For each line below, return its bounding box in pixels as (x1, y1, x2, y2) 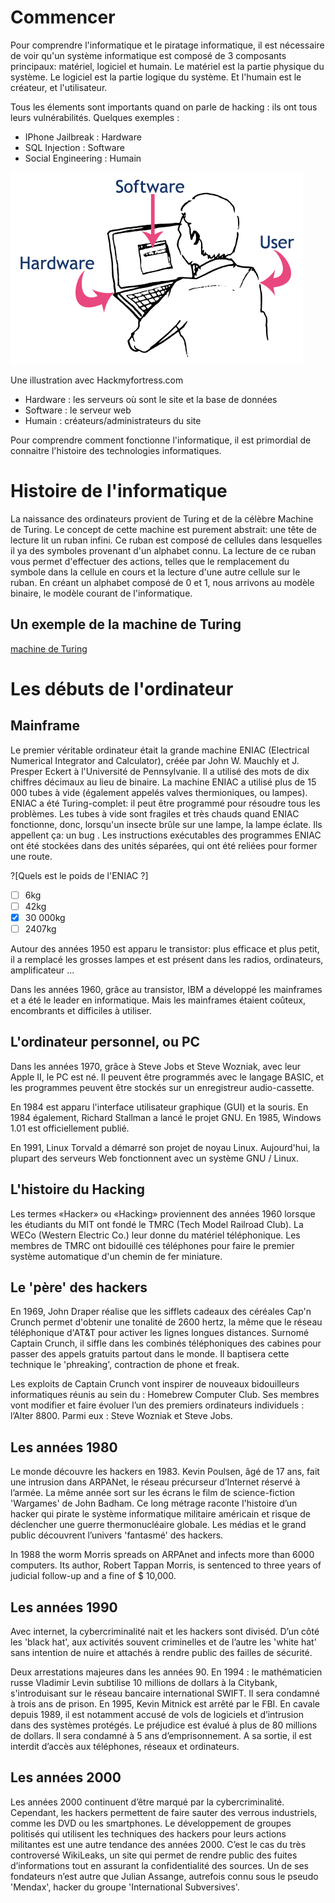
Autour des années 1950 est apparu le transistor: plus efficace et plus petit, (10, 942, 320, 955)
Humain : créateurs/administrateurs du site (24, 414, 202, 426)
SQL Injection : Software (24, 141, 125, 153)
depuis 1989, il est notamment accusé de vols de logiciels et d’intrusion (10, 1709, 304, 1720)
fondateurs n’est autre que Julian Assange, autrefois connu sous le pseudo (10, 1870, 319, 1882)
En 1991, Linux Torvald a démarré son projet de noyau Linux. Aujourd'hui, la (10, 1141, 320, 1153)
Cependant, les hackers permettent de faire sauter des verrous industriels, (10, 1806, 318, 1818)
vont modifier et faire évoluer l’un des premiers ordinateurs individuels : (10, 1399, 305, 1411)
